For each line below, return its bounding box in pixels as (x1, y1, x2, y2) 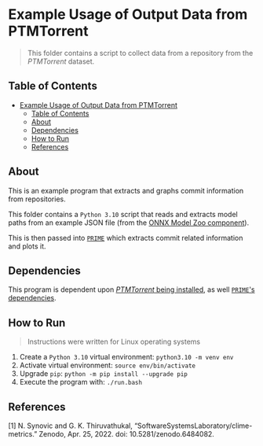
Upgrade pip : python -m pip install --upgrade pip (19, 369, 188, 378)
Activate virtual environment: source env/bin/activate (19, 360, 196, 370)
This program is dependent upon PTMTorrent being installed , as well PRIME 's (8, 285, 255, 294)
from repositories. (8, 194, 66, 204)
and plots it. (8, 241, 46, 251)
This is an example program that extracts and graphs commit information (8, 186, 244, 195)
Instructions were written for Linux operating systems (27, 337, 201, 347)
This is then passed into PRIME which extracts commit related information (8, 233, 243, 242)
